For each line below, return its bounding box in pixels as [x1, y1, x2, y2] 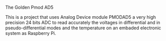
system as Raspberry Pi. [5, 30, 57, 36]
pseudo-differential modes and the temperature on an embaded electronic [5, 25, 161, 31]
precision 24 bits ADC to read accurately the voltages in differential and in [5, 20, 160, 25]
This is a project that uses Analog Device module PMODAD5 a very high [5, 14, 156, 20]
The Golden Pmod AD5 [5, 5, 53, 10]
